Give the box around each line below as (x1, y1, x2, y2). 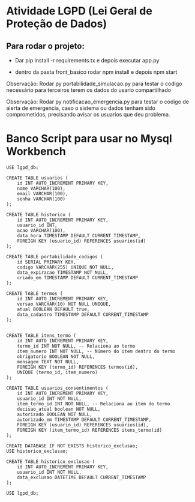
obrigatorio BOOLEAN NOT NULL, (17, 353, 95, 360)
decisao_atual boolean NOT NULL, (17, 406, 101, 412)
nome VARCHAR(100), (17, 185, 66, 192)
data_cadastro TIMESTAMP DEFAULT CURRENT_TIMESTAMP (17, 311, 149, 318)
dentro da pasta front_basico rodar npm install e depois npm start (14, 68, 178, 76)
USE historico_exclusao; (6, 448, 68, 454)
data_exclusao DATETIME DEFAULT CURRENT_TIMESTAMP (17, 474, 146, 480)
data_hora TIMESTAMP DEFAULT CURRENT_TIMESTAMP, (17, 232, 141, 238)
